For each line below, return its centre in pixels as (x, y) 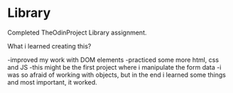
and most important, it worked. (52, 82)
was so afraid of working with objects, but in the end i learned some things (116, 75)
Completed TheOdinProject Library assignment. (77, 32)
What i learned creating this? (49, 46)
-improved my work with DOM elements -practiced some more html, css (113, 60)
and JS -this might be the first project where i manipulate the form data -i (114, 67)
